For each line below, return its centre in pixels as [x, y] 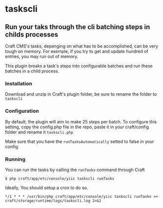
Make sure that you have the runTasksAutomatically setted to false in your [80, 141]
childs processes [32, 34]
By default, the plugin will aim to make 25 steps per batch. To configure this [81, 121]
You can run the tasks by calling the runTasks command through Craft [75, 170]
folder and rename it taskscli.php [39, 132]
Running [15, 159]
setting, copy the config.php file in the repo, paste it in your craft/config [77, 127]
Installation [19, 84]
